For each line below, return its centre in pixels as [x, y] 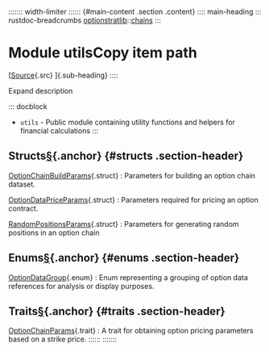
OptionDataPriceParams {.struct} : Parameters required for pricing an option [134, 199]
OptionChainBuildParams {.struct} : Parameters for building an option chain [132, 175]
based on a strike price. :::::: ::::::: [63, 339]
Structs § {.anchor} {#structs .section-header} [126, 156]
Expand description [41, 90]
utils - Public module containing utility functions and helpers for [128, 122]
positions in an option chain [54, 233]
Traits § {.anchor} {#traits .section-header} [117, 311]
